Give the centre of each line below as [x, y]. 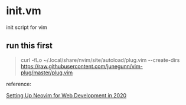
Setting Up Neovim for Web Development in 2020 [66, 95]
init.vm [24, 11]
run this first [30, 46]
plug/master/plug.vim [47, 73]
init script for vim [27, 27]
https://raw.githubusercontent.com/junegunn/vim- [81, 66]
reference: [19, 84]
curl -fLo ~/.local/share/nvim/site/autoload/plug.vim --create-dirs [100, 60]
